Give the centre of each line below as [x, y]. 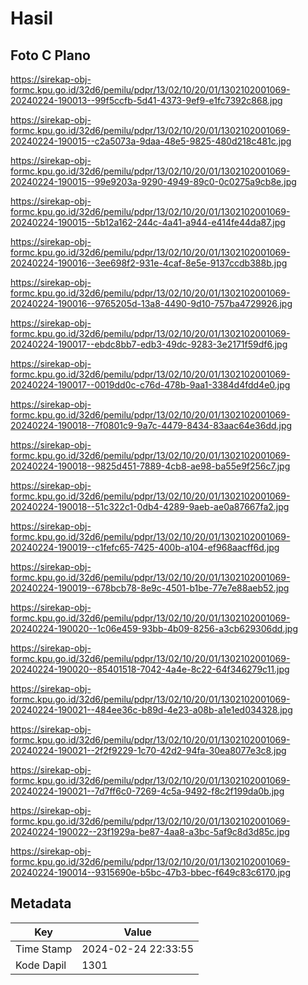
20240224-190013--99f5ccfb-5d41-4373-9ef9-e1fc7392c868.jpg [146, 100]
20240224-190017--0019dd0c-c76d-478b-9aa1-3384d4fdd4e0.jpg [150, 385]
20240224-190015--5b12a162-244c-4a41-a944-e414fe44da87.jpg [148, 222]
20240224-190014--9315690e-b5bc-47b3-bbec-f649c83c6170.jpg [150, 872]
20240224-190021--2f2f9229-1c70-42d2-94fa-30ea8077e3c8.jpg [148, 750]
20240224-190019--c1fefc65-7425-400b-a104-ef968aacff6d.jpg [145, 547]
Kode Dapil [41, 965]
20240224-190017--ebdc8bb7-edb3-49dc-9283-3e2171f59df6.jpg [149, 344]
